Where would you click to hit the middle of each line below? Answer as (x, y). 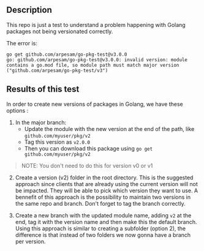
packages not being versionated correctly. (60, 31)
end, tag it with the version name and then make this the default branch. (106, 222)
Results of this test (43, 89)
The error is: (22, 43)
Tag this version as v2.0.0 (57, 142)
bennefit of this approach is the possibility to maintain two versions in (103, 197)
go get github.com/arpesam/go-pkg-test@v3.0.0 (67, 54)
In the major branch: (41, 122)
